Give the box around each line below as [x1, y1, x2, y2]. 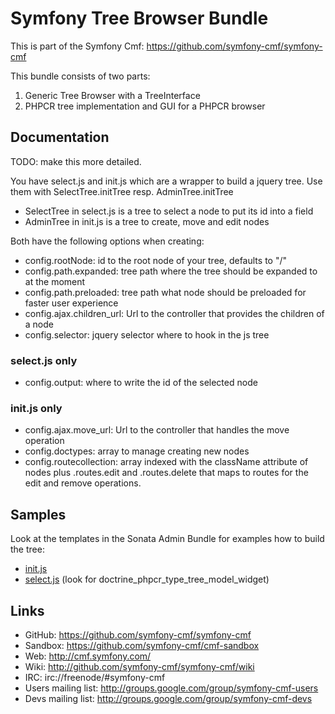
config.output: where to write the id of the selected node [24, 377, 258, 389]
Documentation [10, 129, 110, 146]
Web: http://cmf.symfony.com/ [24, 650, 152, 662]
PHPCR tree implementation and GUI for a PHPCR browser [24, 100, 266, 112]
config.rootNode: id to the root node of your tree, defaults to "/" [24, 254, 287, 266]
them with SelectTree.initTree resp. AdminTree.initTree [10, 185, 234, 197]
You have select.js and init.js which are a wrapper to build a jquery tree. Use [10, 175, 323, 187]
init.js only [10, 401, 63, 415]
